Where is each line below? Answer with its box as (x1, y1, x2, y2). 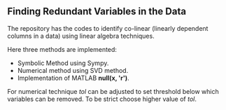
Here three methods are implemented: (7, 45, 118, 53)
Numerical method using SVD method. (17, 66, 129, 74)
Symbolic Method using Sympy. (17, 59, 109, 67)
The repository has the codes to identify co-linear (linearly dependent (7, 24, 209, 32)
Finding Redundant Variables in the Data (7, 6, 187, 18)
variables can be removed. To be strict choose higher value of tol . (7, 95, 197, 103)
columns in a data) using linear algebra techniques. (7, 32, 155, 40)
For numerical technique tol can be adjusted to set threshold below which (7, 87, 219, 95)
